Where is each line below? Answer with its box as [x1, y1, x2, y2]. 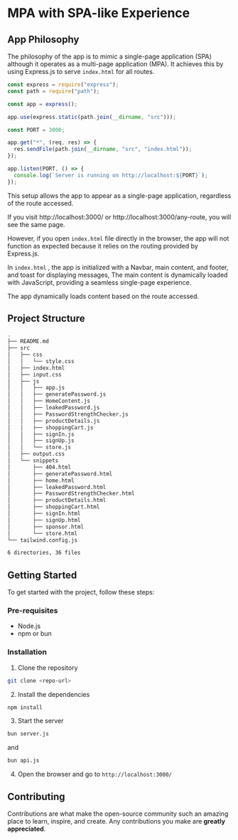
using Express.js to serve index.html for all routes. [7, 68, 155, 75]
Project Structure [7, 313, 85, 325]
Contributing [7, 790, 65, 802]
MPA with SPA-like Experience [7, 5, 190, 21]
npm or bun [17, 629, 52, 638]
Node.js [17, 621, 41, 631]
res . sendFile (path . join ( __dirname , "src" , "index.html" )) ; [13, 146, 193, 153]
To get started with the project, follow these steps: [7, 588, 155, 597]
